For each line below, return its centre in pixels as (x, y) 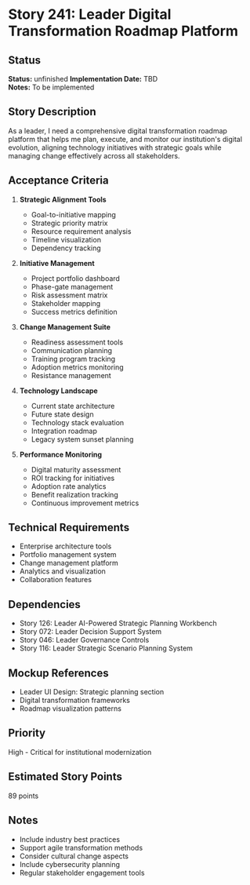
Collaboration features (56, 580)
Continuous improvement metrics (85, 503)
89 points (24, 796)
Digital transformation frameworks (75, 701)
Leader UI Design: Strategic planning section (92, 692)
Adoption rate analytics (69, 486)
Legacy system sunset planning (82, 439)
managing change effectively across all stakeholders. (94, 155)
